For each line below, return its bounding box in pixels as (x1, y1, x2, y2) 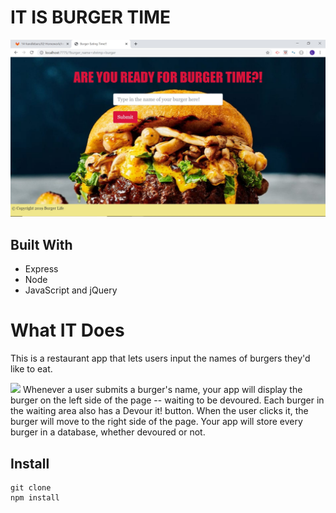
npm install (10, 493, 60, 503)
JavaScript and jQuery (24, 284, 118, 296)
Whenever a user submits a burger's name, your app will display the (22, 384, 303, 396)
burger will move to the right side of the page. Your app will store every (10, 416, 303, 428)
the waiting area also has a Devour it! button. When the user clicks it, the (10, 405, 309, 417)
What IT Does (10, 319, 125, 342)
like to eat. (10, 363, 53, 375)
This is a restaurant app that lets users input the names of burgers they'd (10, 352, 311, 365)
